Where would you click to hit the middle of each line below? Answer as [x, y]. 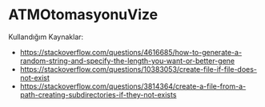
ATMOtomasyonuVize [83, 15]
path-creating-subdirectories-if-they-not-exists [98, 94]
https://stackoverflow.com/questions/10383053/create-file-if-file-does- [139, 69]
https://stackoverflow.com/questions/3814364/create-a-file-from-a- [133, 86]
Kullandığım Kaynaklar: [46, 37]
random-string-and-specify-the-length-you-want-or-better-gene [127, 61]
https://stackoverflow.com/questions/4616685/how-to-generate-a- [131, 52]
